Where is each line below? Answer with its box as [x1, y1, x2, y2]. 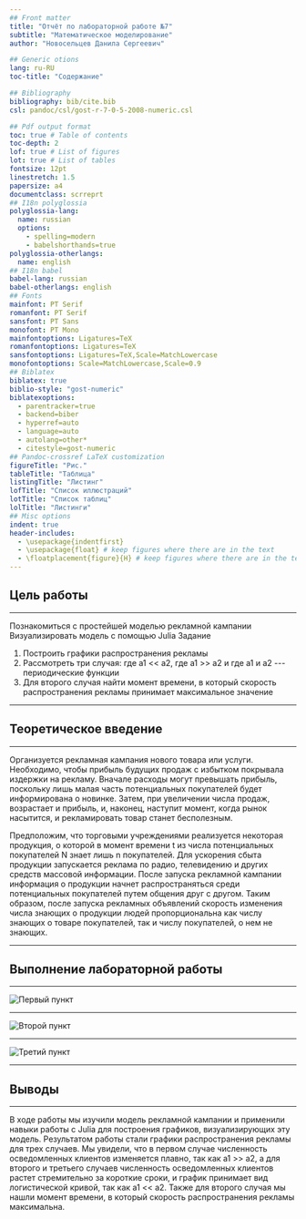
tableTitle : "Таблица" [9, 469, 96, 478]
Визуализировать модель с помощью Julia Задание [9, 630, 211, 640]
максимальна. [9, 1202, 66, 1213]
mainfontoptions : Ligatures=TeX [9, 333, 132, 343]
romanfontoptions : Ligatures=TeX [9, 343, 137, 352]
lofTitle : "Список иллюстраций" [9, 487, 132, 496]
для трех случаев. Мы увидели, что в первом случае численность [9, 1143, 268, 1154]
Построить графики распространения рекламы [22, 648, 209, 659]
